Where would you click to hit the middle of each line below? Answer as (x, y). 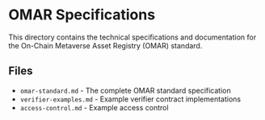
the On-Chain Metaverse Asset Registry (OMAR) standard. (105, 45)
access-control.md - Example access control (94, 107)
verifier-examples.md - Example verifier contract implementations (130, 99)
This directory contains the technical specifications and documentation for (132, 37)
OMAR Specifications (82, 15)
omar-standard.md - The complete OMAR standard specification (126, 90)
